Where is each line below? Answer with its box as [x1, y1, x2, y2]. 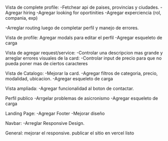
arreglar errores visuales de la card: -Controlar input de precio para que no [5, 55, 162, 61]
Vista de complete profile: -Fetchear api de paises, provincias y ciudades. [5, 5, 159, 10]
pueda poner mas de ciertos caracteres [5, 61, 88, 66]
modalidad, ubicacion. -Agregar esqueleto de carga [5, 76, 113, 81]
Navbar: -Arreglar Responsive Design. [5, 120, 85, 126]
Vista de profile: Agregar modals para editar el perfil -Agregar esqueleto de [5, 35, 162, 40]
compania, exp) [5, 15, 38, 21]
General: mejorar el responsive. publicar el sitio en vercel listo [5, 130, 135, 136]
